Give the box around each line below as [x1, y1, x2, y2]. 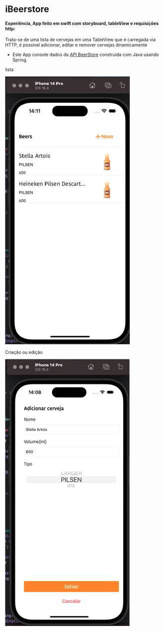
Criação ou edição [5, 349, 43, 355]
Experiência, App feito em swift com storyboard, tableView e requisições [5, 20, 159, 26]
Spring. [12, 57, 28, 63]
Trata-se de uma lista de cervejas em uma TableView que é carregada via [5, 36, 156, 43]
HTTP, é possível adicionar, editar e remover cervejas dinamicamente [5, 42, 148, 48]
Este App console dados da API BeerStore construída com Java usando [12, 51, 159, 58]
